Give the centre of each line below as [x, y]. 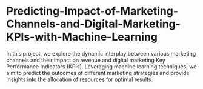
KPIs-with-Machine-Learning [82, 37]
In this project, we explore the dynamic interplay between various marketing [101, 53]
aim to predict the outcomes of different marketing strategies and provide [98, 73]
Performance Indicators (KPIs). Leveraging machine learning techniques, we [101, 66]
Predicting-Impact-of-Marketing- [92, 11]
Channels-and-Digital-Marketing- [93, 24]
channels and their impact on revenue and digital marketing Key [86, 60]
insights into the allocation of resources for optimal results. [80, 79]
